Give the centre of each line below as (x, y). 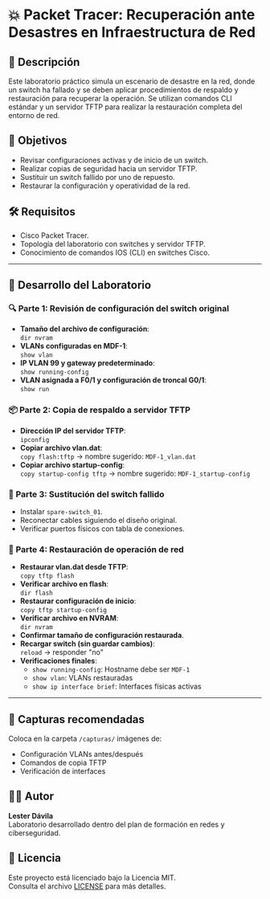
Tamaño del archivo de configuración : (85, 329)
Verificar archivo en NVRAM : (69, 618)
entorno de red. (34, 115)
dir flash (37, 593)
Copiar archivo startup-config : (72, 464)
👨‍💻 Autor (31, 797)
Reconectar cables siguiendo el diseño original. (98, 520)
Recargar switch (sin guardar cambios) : (87, 644)
